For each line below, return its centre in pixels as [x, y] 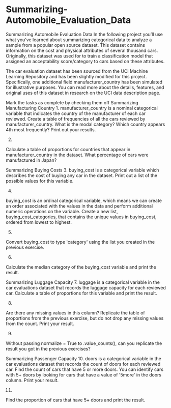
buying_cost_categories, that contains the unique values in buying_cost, [81, 217]
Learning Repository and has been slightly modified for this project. [76, 76]
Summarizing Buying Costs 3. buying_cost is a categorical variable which [82, 170]
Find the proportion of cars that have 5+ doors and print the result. [76, 400]
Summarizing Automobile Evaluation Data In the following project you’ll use [84, 34]
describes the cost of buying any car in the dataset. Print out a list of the [81, 175]
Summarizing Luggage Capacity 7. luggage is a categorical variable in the [83, 282]
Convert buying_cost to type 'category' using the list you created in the [80, 242]
